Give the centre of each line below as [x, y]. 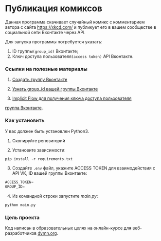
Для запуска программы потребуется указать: [54, 41]
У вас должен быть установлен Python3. [47, 131]
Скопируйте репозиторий [39, 140]
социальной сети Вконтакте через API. [45, 32]
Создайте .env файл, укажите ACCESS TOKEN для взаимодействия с [84, 168]
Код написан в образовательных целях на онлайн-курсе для [68, 228]
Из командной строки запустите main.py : [55, 196]
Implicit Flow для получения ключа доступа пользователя [72, 98]
